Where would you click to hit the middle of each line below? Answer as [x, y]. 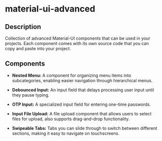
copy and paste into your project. [38, 49]
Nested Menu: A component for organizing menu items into [72, 75]
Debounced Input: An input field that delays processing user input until [83, 90]
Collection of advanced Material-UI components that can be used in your [78, 38]
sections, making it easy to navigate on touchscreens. [66, 133]
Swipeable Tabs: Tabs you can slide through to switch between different [84, 128]
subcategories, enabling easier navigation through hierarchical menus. [82, 80]
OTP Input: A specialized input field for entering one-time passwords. [81, 104]
